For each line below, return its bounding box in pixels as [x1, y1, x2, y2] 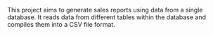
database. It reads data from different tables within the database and [7, 13, 206, 21]
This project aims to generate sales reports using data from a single [7, 6, 203, 14]
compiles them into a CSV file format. [7, 21, 116, 28]
